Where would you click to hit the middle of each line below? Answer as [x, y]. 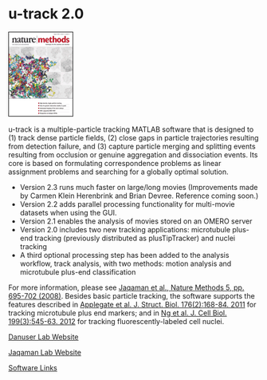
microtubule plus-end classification [78, 271]
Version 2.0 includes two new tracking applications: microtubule [125, 229]
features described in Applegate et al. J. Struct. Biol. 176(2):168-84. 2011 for [132, 304]
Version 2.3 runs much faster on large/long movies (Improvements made [139, 187]
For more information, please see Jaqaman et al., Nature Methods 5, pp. [126, 287]
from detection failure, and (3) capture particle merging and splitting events [132, 146]
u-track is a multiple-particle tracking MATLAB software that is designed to [131, 129]
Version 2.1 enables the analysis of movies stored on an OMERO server [136, 221]
